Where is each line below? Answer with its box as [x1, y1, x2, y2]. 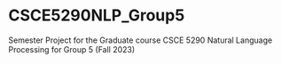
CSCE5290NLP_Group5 [8, 5, 185, 26]
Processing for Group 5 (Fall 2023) [8, 44, 136, 54]
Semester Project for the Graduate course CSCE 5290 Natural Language [8, 35, 273, 45]
